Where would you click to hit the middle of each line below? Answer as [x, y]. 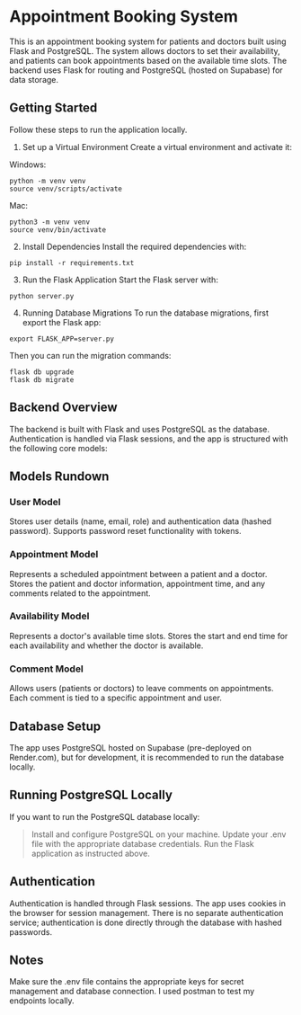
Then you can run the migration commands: [90, 355]
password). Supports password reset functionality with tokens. [125, 531]
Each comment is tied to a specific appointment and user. [116, 698]
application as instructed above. [90, 853]
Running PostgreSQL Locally [91, 795]
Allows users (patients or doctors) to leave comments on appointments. [142, 689]
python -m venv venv [48, 181]
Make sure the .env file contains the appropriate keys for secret [127, 982]
